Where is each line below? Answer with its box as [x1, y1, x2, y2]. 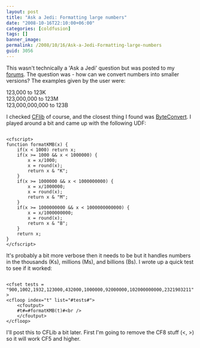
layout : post [6, 8, 39, 15]
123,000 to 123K [6, 88, 46, 96]
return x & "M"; [28, 194, 68, 200]
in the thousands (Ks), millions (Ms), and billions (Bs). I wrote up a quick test [6, 258, 194, 265]
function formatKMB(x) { [6, 142, 68, 148]
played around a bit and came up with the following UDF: [6, 119, 147, 127]
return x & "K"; [28, 167, 68, 174]
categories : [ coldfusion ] [6, 25, 71, 32]
